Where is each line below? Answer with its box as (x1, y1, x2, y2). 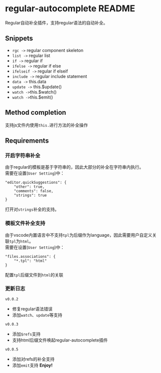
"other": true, (14, 184, 45, 189)
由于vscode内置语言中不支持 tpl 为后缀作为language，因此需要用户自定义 (5, 232, 153, 238)
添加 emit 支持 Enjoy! (12, 362, 53, 368)
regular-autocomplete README (5, 3, 136, 14)
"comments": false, (14, 189, 54, 194)
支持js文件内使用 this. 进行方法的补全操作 (5, 122, 88, 128)
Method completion (5, 108, 67, 117)
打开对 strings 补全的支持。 (5, 206, 60, 212)
